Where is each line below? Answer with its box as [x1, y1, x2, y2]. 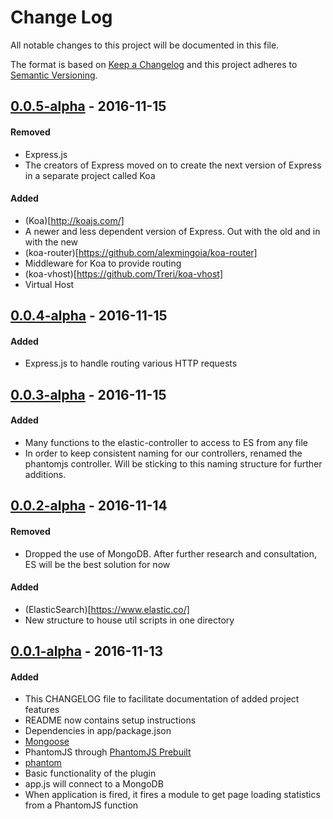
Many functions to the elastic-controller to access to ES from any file [24, 436, 308, 448]
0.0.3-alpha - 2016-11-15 [10, 386, 167, 403]
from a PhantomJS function [24, 799, 139, 811]
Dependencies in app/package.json [24, 725, 172, 737]
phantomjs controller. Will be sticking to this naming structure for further [24, 457, 323, 470]
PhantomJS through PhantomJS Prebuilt [24, 746, 192, 758]
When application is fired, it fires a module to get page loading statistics [24, 789, 321, 801]
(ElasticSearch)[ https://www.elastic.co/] [24, 603, 190, 615]
